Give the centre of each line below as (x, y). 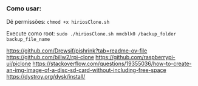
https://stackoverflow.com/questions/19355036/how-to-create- (112, 64)
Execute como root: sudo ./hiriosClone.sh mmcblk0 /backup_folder (91, 34)
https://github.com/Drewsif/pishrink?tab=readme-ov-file (77, 51)
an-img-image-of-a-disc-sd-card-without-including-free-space (86, 70)
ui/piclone (19, 64)
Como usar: (24, 9)
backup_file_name (28, 40)
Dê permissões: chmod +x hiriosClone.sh (58, 22)
